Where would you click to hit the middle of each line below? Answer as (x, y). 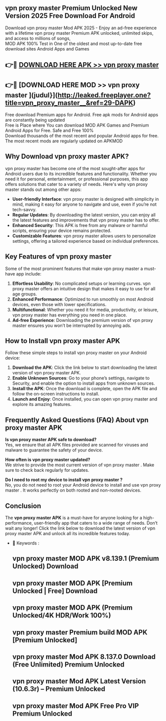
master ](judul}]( (31, 95)
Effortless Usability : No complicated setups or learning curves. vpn (81, 283)
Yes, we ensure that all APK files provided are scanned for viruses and (77, 445)
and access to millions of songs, (38, 38)
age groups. (24, 294)
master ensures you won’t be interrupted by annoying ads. (72, 325)
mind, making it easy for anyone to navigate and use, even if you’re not (84, 204)
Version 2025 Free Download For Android (70, 16)
